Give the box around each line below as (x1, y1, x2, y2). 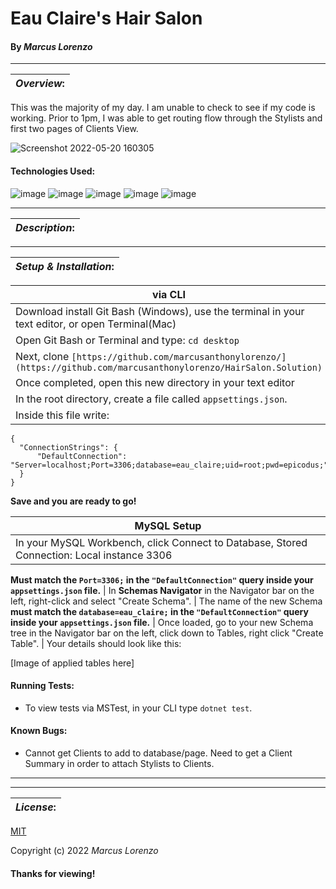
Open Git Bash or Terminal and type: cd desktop (15, 333, 240, 347)
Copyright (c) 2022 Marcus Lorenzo (10, 845, 159, 856)
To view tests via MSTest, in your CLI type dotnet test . (24, 702, 253, 714)
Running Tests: (10, 680, 75, 692)
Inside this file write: (15, 408, 110, 422)
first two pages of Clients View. (10, 123, 139, 135)
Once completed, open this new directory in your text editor (15, 375, 295, 389)
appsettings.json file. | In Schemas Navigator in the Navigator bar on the (10, 584, 315, 596)
